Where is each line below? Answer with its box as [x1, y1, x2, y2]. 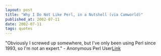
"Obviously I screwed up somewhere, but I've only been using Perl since [5, 40, 156, 46]
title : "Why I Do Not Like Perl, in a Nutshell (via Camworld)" [5, 12, 143, 17]
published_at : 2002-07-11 [5, 17, 60, 22]
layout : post [5, 7, 33, 13]
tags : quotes [5, 26, 33, 31]
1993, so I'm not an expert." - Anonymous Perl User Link [5, 45, 121, 51]
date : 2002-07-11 [5, 21, 42, 27]
